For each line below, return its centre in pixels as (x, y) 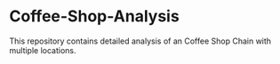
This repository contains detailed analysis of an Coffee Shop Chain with (140, 41)
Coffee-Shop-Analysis (94, 16)
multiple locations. (43, 50)
